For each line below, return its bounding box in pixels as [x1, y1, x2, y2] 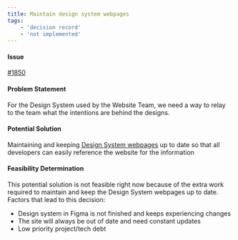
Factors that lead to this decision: [7, 196, 106, 204]
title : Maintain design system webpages [7, 10, 130, 18]
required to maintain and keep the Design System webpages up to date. [7, 188, 219, 196]
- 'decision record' [20, 24, 81, 31]
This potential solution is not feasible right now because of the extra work [7, 180, 224, 189]
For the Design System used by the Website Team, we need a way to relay [7, 101, 227, 109]
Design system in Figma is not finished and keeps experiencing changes [17, 209, 231, 218]
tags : [7, 17, 24, 24]
